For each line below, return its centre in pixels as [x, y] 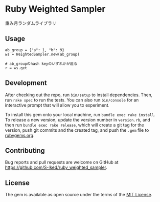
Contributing [25, 151]
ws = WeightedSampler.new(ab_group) [42, 54]
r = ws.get [16, 68]
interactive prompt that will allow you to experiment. [57, 105]
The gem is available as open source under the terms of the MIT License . [79, 195]
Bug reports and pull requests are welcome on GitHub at [62, 162]
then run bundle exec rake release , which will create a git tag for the [75, 125]
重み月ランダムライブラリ [31, 23]
